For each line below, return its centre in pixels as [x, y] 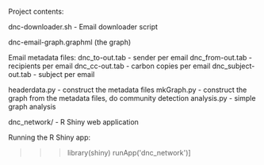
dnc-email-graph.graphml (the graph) [70, 42]
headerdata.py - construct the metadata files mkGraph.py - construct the [128, 90]
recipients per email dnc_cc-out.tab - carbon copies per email [109, 66]
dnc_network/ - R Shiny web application [73, 122]
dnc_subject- [233, 66]
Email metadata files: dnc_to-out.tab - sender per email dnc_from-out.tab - [130, 58]
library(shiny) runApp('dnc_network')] [129, 153]
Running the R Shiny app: [50, 137]
